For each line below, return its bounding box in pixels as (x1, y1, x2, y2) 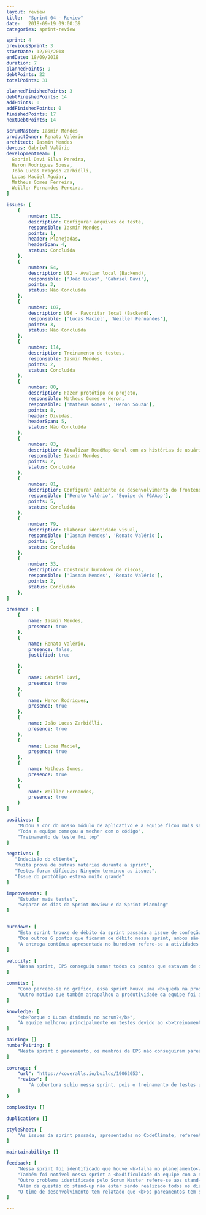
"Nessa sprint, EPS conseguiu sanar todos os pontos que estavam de (17, 963, 196, 970)
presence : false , (28, 646, 72, 652)
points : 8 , (28, 407, 56, 413)
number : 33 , (28, 561, 59, 568)
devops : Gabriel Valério (6, 145, 70, 151)
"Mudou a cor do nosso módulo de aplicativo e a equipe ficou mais (17, 822, 193, 828)
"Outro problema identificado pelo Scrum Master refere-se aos (17, 1177, 183, 1183)
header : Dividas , (28, 412, 72, 419)
